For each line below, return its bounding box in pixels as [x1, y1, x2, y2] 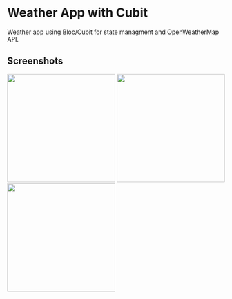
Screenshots [7, 55, 64, 67]
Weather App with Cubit [7, 5, 148, 21]
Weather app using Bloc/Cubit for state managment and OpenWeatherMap [7, 28, 220, 36]
